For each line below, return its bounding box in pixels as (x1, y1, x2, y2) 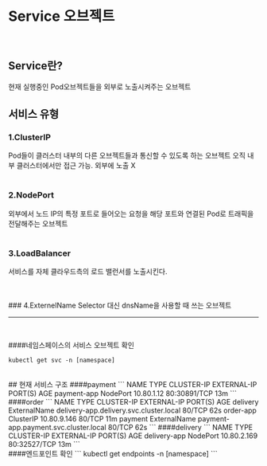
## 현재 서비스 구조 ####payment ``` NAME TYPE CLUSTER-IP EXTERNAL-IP (8, 380, 257, 390)
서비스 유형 (8, 108, 60, 121)
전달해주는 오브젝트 (8, 218, 68, 228)
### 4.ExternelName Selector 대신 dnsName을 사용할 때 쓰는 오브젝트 (8, 300, 232, 311)
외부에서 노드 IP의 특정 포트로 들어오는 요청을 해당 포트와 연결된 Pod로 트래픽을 (8, 209, 254, 218)
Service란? (8, 59, 64, 72)
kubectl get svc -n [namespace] (8, 356, 115, 365)
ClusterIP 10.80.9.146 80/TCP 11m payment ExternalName (8, 414, 196, 424)
